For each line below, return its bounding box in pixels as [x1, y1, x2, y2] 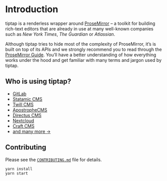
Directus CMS [12, 112, 42, 118]
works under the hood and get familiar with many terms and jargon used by [5, 57, 162, 63]
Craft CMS [12, 123, 35, 129]
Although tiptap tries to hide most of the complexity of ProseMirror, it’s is [5, 41, 156, 47]
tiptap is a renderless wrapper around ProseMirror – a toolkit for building [5, 20, 155, 26]
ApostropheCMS [12, 106, 47, 113]
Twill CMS [12, 101, 34, 107]
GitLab [12, 90, 27, 97]
